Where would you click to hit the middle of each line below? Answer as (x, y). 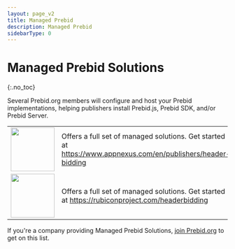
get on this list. (29, 238)
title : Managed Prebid (40, 20)
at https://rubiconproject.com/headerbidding (135, 200)
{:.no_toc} (21, 87)
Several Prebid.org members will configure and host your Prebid (100, 101)
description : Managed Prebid (50, 27)
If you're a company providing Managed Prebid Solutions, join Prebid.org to (116, 231)
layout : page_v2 (31, 14)
